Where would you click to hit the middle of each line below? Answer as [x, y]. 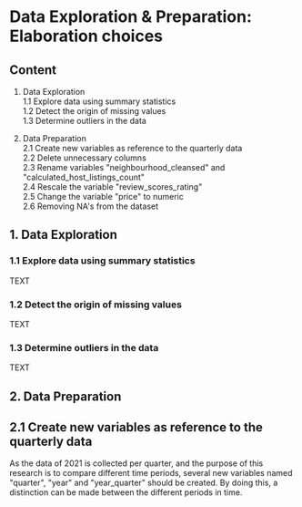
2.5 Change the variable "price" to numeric [103, 197]
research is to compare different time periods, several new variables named [151, 473]
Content [33, 70]
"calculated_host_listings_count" [84, 177]
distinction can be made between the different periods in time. [126, 492]
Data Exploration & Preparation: [131, 17]
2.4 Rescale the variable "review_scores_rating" [112, 187]
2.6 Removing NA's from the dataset [91, 206]
